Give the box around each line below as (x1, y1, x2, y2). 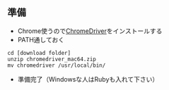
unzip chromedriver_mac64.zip (7, 56, 97, 63)
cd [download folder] (7, 49, 71, 56)
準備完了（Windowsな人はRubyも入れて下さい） (17, 75, 159, 83)
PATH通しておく (17, 35, 65, 44)
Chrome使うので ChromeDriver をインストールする (17, 27, 163, 35)
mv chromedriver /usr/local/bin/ (7, 62, 106, 69)
